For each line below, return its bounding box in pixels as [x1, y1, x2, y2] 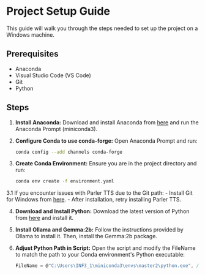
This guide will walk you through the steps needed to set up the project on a [6, 24, 198, 32]
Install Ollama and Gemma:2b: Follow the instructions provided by [15, 226, 184, 233]
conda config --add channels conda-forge [15, 149, 123, 155]
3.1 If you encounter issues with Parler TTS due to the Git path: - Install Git [6, 189, 193, 197]
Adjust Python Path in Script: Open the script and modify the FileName [15, 244, 196, 252]
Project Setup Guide [6, 4, 111, 18]
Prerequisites [6, 49, 59, 59]
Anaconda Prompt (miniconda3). [15, 125, 98, 132]
